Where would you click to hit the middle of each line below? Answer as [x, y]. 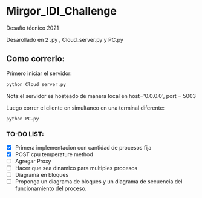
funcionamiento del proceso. [51, 188]
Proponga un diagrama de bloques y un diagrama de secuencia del [99, 182]
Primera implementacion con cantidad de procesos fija [83, 147]
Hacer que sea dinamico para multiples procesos [76, 168]
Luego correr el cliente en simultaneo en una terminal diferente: [86, 108]
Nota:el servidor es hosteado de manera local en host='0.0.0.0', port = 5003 [101, 96]
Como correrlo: [36, 59]
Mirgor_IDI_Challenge [61, 11]
